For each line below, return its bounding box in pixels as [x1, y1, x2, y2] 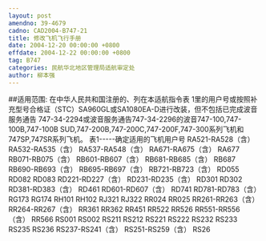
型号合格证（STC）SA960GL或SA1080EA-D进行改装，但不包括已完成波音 [14, 104, 258, 114]
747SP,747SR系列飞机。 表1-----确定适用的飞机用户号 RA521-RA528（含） [8, 134, 255, 144]
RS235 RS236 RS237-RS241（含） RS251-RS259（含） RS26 [8, 224, 211, 234]
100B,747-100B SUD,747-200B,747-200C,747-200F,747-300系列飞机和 [8, 124, 244, 134]
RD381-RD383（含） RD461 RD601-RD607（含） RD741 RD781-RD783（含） [8, 184, 261, 194]
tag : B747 [8, 57, 42, 65]
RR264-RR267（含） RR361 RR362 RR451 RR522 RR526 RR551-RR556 [8, 204, 240, 214]
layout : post [8, 11, 52, 20]
